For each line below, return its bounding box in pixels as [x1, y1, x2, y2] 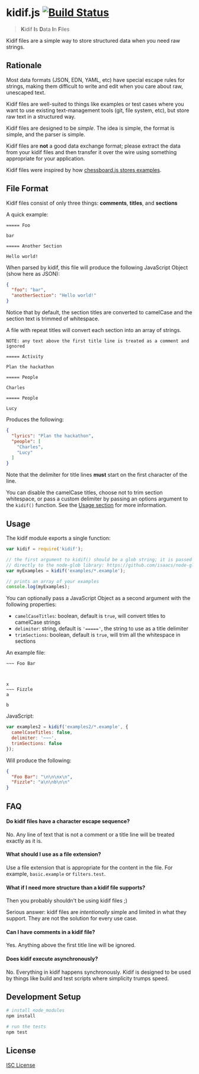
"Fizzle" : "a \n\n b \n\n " [11, 779, 70, 785]
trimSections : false [11, 740, 62, 747]
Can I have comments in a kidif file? [6, 928, 95, 935]
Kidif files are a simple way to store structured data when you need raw [6, 37, 181, 44]
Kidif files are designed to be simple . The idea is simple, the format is [6, 125, 175, 132]
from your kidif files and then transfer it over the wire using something [6, 148, 177, 155]
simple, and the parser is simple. [6, 130, 86, 138]
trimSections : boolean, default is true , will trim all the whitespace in [14, 632, 181, 639]
